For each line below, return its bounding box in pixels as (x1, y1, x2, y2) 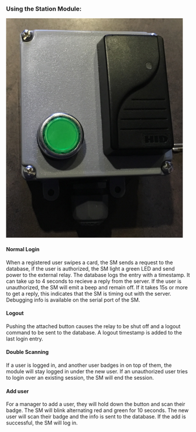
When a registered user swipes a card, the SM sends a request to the (6, 259, 173, 266)
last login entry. (6, 335, 43, 342)
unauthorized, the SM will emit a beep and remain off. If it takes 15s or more (6, 283, 188, 291)
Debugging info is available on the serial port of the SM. (6, 296, 140, 303)
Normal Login (6, 245, 40, 252)
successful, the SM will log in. (6, 419, 78, 427)
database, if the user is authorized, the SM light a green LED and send (6, 265, 175, 272)
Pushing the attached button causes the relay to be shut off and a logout (6, 322, 181, 330)
